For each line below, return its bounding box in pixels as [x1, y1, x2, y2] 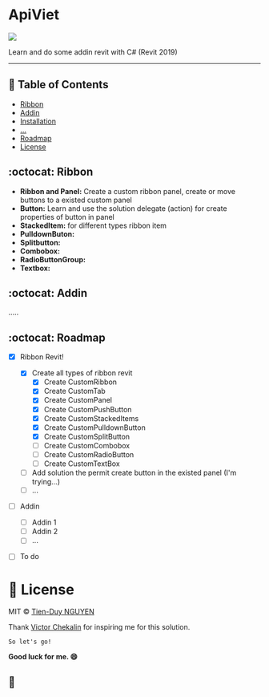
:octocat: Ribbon [8, 165, 94, 179]
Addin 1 [31, 517, 57, 527]
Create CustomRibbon [43, 377, 118, 387]
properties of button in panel [19, 212, 114, 221]
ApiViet [8, 6, 60, 24]
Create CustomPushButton [43, 404, 132, 414]
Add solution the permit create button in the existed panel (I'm [31, 468, 237, 477]
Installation [19, 116, 57, 126]
